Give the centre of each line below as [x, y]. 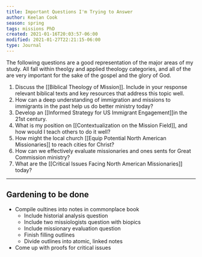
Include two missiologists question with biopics [82, 222]
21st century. [31, 119]
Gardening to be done [47, 195]
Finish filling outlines [49, 235]
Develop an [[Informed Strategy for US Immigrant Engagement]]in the [101, 113]
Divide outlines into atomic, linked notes [73, 241]
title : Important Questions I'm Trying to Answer [70, 12]
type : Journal [24, 46]
